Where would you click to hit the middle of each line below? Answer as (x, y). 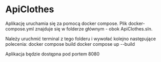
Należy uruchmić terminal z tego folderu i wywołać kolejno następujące (81, 39)
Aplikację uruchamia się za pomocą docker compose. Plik (66, 23)
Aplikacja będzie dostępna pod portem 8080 (53, 54)
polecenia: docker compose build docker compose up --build (70, 44)
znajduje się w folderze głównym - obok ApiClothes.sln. (94, 28)
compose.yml (20, 28)
